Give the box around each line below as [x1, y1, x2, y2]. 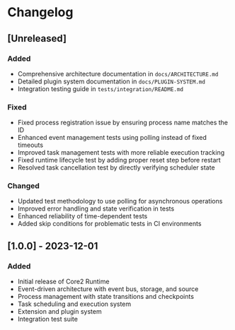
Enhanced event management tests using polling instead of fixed [17, 134, 207, 142]
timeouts [17, 141, 44, 149]
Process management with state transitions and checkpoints [17, 293, 195, 301]
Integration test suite [17, 315, 78, 324]
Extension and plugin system [17, 307, 102, 316]
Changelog [7, 4, 74, 20]
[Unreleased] [7, 33, 67, 45]
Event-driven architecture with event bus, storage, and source [17, 285, 199, 293]
